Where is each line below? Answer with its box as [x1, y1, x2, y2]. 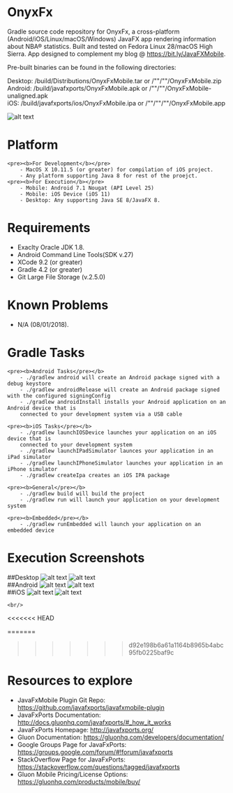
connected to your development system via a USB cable [20, 410, 183, 418]
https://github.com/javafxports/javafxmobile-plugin [17, 703, 165, 711]
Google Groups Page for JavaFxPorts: [17, 740, 127, 748]
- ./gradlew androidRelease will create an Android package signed [20, 386, 220, 393]
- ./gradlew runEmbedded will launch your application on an [20, 521, 201, 528]
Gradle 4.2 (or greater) [17, 265, 82, 273]
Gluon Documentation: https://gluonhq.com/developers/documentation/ [17, 733, 225, 741]
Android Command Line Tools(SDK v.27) [17, 250, 134, 259]
